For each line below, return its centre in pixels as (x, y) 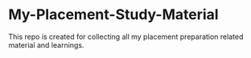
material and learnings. (46, 44)
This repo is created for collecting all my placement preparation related (126, 37)
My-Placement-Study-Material (113, 15)
